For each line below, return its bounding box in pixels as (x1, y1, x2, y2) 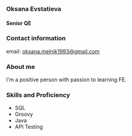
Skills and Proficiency (6, 91, 70, 99)
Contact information (6, 34, 67, 43)
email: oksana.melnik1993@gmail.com (6, 48, 100, 55)
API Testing (14, 124, 43, 131)
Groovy (14, 110, 33, 118)
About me (6, 62, 36, 71)
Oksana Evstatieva (6, 5, 61, 13)
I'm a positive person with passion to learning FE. (6, 76, 127, 83)
